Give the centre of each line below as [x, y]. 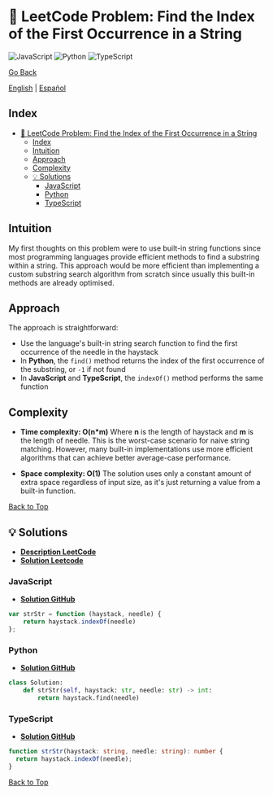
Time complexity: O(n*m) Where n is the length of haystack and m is [137, 432]
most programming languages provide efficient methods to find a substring [134, 256]
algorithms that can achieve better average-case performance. [126, 458]
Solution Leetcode [52, 560]
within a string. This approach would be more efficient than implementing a [134, 265]
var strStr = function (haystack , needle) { [85, 614]
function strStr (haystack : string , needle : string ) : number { [116, 752]
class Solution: [36, 683]
